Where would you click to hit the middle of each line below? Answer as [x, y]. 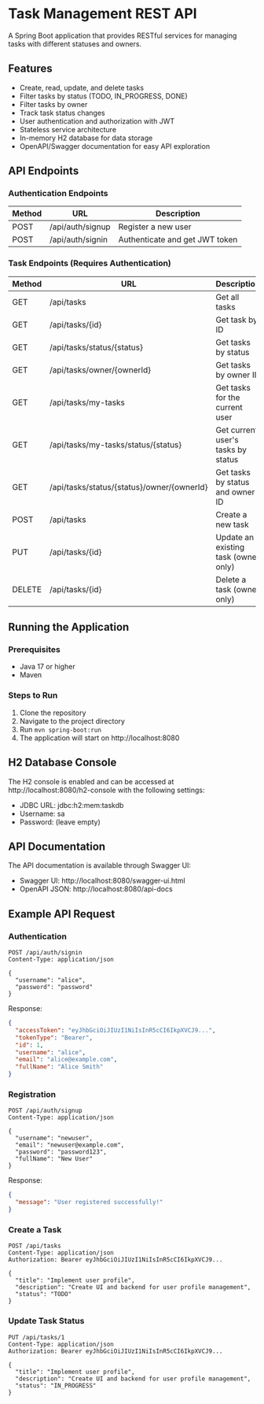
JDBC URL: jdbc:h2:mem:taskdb [71, 805]
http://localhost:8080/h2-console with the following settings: [106, 790]
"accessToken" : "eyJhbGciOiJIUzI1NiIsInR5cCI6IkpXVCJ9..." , [115, 1030]
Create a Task [35, 1229]
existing [230, 546]
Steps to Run [33, 695]
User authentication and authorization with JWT [97, 121]
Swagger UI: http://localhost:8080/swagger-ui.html [103, 881]
